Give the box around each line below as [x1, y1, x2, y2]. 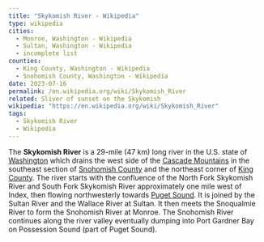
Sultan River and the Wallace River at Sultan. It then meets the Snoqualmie [8, 198, 257, 208]
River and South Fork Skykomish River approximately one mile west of [8, 181, 242, 191]
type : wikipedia [8, 19, 63, 28]
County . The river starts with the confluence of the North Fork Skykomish [8, 172, 253, 182]
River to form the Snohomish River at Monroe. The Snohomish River [8, 207, 234, 217]
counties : [8, 57, 42, 66]
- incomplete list [15, 49, 79, 57]
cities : [8, 27, 35, 35]
